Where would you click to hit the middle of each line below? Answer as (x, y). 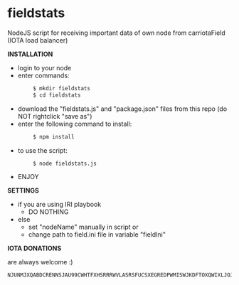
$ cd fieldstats (57, 95)
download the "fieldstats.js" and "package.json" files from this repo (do (122, 109)
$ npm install (54, 136)
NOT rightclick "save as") (55, 116)
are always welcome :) (40, 262)
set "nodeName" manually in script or (83, 227)
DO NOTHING (48, 212)
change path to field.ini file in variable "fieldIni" (97, 235)
